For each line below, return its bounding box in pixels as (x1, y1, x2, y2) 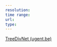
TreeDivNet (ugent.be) (5, 36, 52, 42)
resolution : (5, 7, 30, 13)
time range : (5, 12, 30, 17)
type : (5, 21, 17, 27)
